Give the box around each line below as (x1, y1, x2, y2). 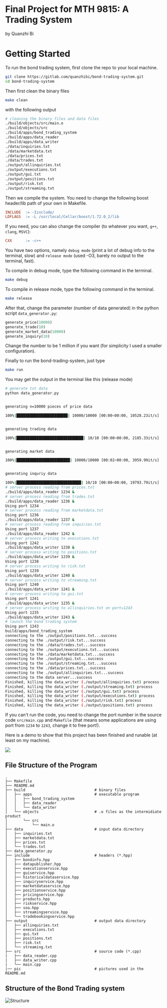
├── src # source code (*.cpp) (5, 949, 142, 954)
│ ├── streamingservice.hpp (5, 909, 68, 915)
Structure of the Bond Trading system (5, 984, 125, 993)
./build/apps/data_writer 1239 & (5, 555, 75, 560)
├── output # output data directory (5, 918, 146, 923)
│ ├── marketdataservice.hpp (5, 883, 70, 888)
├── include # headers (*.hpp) (5, 853, 133, 858)
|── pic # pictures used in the (5, 966, 144, 971)
